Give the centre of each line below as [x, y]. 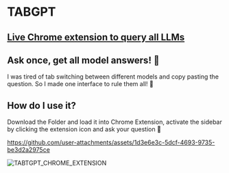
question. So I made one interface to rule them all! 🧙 [81, 84]
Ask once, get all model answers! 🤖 [83, 60]
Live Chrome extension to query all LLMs [96, 37]
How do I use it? [42, 106]
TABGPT [32, 12]
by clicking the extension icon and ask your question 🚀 [84, 129]
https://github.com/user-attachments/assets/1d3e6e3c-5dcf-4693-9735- [111, 143]
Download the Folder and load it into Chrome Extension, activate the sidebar [115, 122]
